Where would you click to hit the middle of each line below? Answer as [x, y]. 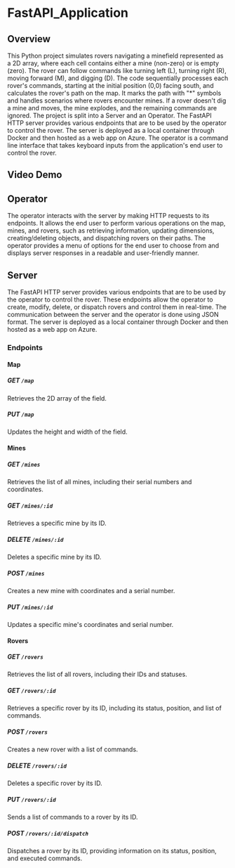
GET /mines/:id [30, 505]
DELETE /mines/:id [36, 539]
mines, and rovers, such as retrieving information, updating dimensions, [111, 231]
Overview [29, 39]
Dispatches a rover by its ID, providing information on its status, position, [112, 851]
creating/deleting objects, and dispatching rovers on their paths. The [106, 238]
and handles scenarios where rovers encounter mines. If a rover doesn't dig [117, 101]
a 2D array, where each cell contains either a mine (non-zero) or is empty [113, 63]
